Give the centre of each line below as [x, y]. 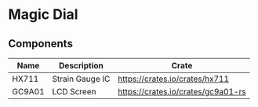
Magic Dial [43, 15]
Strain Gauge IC [81, 79]
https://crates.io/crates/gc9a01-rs [182, 92]
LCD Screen [74, 92]
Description [81, 66]
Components [40, 44]
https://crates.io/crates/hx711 [173, 79]
